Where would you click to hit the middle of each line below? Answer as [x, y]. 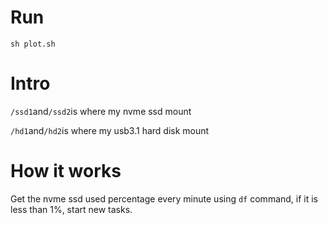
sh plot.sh [33, 44]
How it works [66, 171]
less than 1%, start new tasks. [71, 209]
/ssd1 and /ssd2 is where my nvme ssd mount [101, 111]
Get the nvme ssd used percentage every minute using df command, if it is [164, 198]
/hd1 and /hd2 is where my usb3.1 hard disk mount [110, 130]
